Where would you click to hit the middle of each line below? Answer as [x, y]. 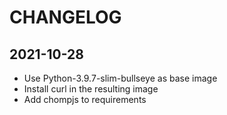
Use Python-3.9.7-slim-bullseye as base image [120, 78]
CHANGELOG [65, 17]
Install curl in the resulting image [91, 89]
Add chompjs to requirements [85, 99]
